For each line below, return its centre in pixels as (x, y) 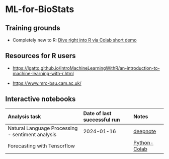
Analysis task (24, 116)
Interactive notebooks (40, 99)
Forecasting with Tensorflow (41, 146)
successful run (102, 120)
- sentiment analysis (32, 134)
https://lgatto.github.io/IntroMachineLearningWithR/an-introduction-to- (86, 68)
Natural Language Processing (43, 128)
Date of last (97, 113)
